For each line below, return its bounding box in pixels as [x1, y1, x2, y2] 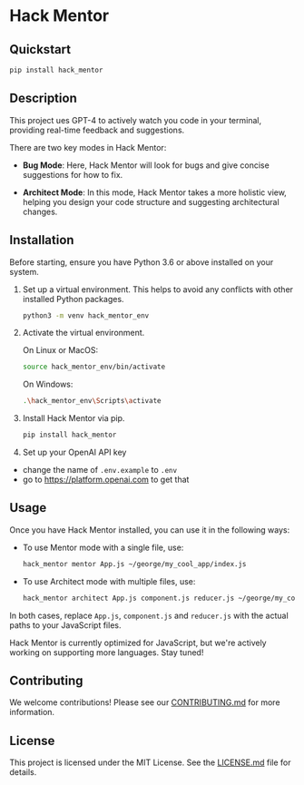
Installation [9, 232, 74, 248]
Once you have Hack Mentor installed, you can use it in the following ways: [9, 524, 290, 535]
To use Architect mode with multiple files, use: [22, 575, 196, 586]
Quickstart [9, 42, 72, 57]
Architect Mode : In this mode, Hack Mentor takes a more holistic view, [22, 187, 288, 198]
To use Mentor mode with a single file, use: [22, 542, 184, 553]
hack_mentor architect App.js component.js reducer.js [22, 594, 235, 603]
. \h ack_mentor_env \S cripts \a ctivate [22, 397, 162, 406]
